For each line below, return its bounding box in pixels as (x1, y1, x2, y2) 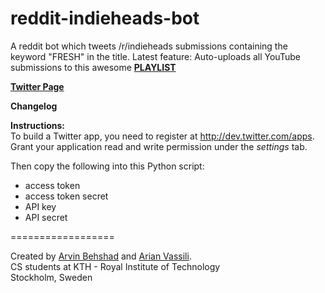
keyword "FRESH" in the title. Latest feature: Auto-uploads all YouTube (10, 50, 301, 62)
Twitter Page (10, 80, 65, 92)
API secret (24, 211, 68, 223)
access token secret (24, 190, 109, 202)
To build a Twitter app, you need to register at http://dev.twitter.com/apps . (10, 130, 315, 142)
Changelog (10, 100, 58, 112)
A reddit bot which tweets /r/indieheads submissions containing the (10, 40, 288, 52)
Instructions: (10, 119, 66, 131)
